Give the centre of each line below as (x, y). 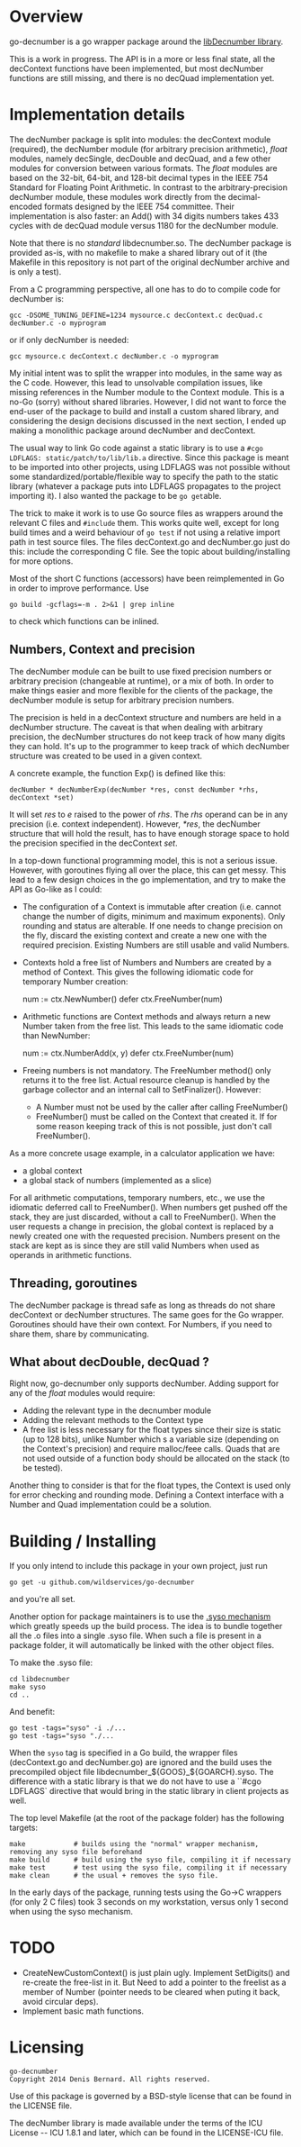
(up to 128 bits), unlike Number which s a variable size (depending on (150, 1439)
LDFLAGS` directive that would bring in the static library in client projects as (149, 1791)
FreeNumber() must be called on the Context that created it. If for (156, 1116)
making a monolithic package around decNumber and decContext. (133, 430)
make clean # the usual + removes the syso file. (114, 1876)
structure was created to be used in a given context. (106, 756)
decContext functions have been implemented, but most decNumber (137, 68)
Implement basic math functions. (83, 2011)
